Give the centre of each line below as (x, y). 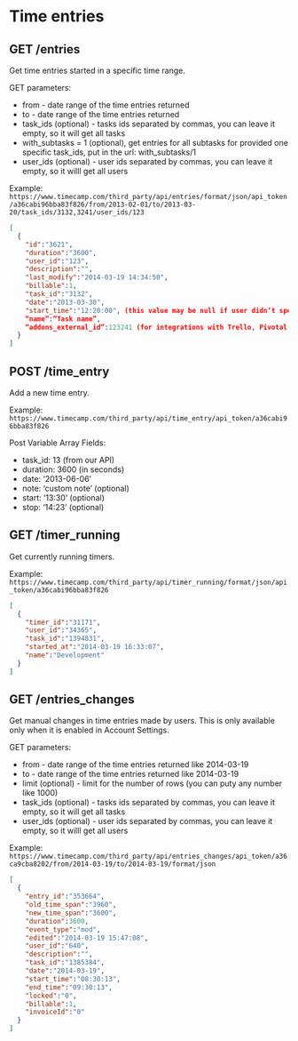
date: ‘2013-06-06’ (56, 478)
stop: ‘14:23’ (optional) (63, 507)
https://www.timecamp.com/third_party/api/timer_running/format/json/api (149, 582)
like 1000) (40, 793)
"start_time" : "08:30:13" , (73, 979)
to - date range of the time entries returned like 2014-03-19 (130, 774)
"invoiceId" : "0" (55, 1012)
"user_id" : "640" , (57, 946)
